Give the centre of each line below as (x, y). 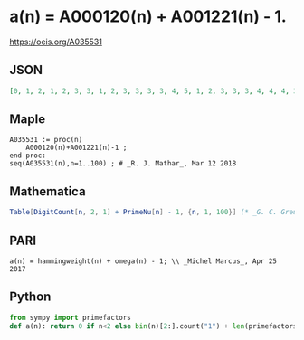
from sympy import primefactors (70, 317)
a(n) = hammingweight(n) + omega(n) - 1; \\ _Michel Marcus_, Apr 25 (143, 261)
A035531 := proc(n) (46, 140)
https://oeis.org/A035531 (56, 42)
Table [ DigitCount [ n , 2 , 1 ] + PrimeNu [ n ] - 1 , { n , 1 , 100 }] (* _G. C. (143, 212)
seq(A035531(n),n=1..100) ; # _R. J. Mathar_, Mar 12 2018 (123, 164)
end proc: (28, 156)
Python (30, 297)
